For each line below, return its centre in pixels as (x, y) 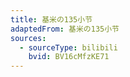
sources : (28, 38)
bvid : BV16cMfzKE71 (69, 57)
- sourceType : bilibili (68, 47)
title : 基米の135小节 (51, 19)
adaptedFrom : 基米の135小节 (65, 29)
